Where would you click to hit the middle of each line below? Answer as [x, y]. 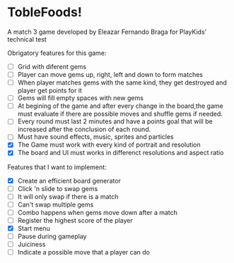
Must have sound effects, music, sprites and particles [96, 137]
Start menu [34, 228]
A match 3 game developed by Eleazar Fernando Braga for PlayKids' [107, 32]
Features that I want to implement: [57, 167]
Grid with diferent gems [52, 66]
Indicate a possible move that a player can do [84, 252]
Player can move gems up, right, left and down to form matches [110, 74]
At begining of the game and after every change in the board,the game [121, 106]
